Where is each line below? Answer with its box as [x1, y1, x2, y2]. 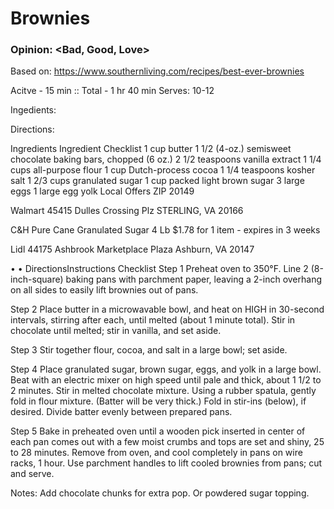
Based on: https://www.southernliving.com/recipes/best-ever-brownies [10, 65, 305, 77]
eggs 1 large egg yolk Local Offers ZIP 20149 [10, 185, 195, 197]
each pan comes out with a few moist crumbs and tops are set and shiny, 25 [10, 436, 325, 448]
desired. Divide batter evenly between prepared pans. [10, 406, 233, 418]
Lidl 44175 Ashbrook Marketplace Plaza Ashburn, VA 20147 [10, 243, 255, 256]
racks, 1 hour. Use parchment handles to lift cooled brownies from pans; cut [10, 457, 323, 469]
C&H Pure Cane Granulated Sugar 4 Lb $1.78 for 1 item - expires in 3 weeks [10, 224, 321, 236]
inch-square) [10, 273, 64, 286]
